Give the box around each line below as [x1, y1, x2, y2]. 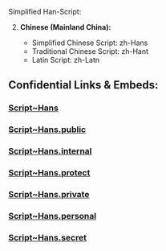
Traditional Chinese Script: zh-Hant [31, 47, 149, 56]
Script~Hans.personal [8, 210, 97, 221]
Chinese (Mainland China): [19, 23, 111, 31]
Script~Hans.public [8, 124, 87, 135]
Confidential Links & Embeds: [8, 78, 159, 92]
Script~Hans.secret [8, 232, 87, 243]
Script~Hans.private [8, 189, 90, 200]
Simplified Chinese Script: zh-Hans [31, 38, 148, 47]
